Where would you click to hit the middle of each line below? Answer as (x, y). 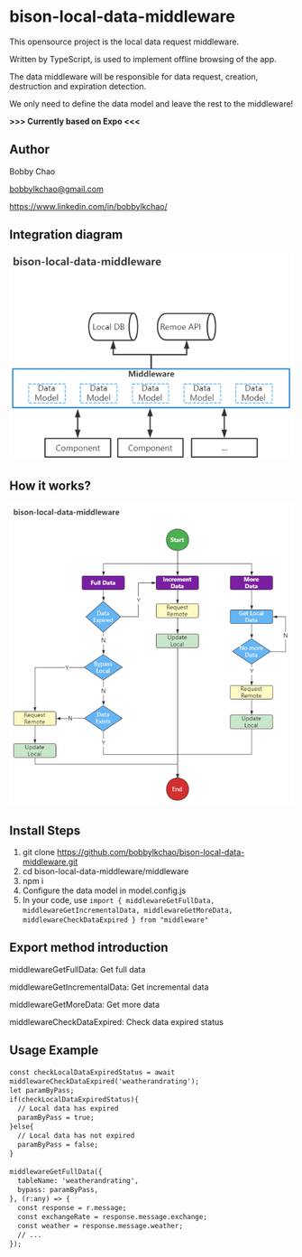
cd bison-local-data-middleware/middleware (105, 871)
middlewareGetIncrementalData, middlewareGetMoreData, (128, 910)
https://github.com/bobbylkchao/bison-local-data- (151, 852)
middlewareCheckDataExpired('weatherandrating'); (105, 1081)
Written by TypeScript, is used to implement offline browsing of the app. (143, 59)
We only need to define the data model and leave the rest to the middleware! (151, 103)
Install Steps (45, 830)
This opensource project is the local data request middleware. (124, 42)
